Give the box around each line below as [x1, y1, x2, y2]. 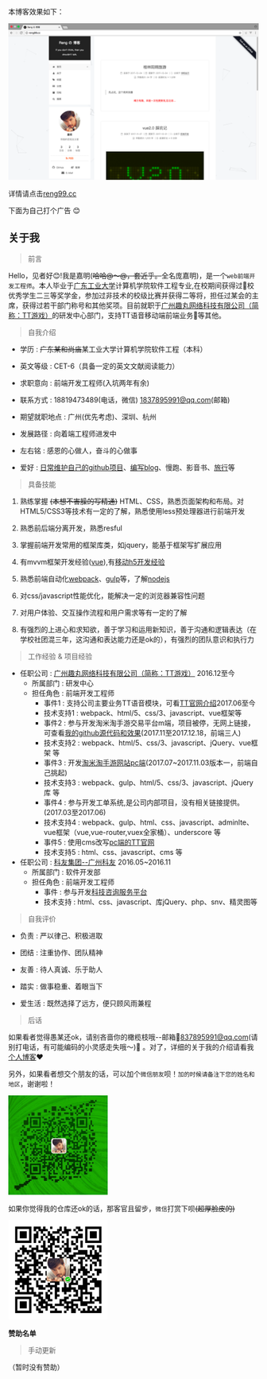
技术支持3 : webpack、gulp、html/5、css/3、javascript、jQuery [43, 778, 254, 787]
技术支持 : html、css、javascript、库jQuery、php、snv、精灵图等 [43, 897, 258, 907]
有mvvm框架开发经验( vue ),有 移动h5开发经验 [19, 557, 165, 566]
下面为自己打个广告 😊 [8, 206, 81, 215]
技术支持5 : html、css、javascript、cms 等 [43, 847, 183, 857]
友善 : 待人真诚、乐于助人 [19, 965, 103, 974]
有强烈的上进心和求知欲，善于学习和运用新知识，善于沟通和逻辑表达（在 [19, 624, 257, 634]
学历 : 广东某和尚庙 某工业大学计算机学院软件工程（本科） [19, 344, 207, 354]
